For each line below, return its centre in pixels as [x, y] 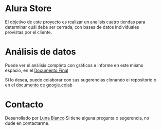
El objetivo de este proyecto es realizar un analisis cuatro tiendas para [75, 22]
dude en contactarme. [27, 123]
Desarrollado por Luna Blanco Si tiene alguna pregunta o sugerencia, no [77, 118]
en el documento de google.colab [39, 85]
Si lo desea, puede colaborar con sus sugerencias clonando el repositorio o [81, 80]
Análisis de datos [41, 52]
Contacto [24, 105]
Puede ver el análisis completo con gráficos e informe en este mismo [74, 65]
